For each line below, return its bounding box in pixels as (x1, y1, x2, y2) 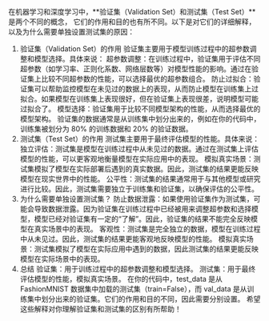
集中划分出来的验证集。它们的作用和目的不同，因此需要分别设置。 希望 (26, 295, 261, 303)
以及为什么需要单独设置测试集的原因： (8, 27, 134, 36)
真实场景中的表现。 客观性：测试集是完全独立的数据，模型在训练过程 (34, 224, 261, 234)
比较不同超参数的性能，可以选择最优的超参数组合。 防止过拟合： (41, 74, 254, 83)
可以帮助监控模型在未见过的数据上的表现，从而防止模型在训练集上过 (34, 84, 259, 94)
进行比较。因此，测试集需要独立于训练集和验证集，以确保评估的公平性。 (19, 184, 259, 194)
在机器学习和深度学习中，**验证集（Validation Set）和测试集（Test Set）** (8, 7, 256, 16)
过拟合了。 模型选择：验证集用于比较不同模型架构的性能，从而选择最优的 (19, 104, 261, 114)
